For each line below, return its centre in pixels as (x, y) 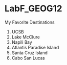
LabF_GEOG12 (33, 9)
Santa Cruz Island (30, 53)
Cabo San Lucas (28, 58)
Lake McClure (26, 37)
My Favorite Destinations (30, 22)
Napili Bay (22, 42)
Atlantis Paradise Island (35, 47)
